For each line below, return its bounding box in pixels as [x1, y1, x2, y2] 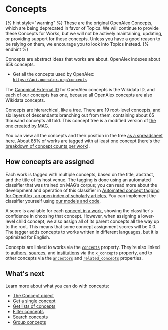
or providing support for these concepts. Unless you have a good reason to [5, 36, 161, 42]
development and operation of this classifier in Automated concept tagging [5, 187, 160, 193]
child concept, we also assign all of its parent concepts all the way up [16, 218, 159, 224]
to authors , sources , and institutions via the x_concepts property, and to [5, 250, 153, 256]
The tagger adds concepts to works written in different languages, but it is [5, 229, 159, 235]
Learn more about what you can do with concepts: [5, 283, 109, 289]
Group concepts [12, 319, 46, 325]
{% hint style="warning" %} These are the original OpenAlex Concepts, [5, 20, 153, 26]
